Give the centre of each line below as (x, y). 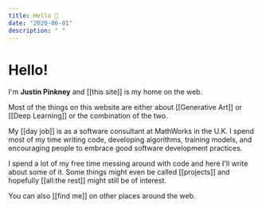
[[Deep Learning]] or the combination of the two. (88, 116)
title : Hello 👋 (33, 16)
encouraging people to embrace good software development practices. (125, 148)
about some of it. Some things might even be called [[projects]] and (119, 172)
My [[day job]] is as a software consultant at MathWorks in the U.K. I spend (131, 131)
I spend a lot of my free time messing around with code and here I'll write (128, 163)
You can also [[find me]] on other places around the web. (102, 196)
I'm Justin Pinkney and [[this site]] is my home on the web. (106, 92)
